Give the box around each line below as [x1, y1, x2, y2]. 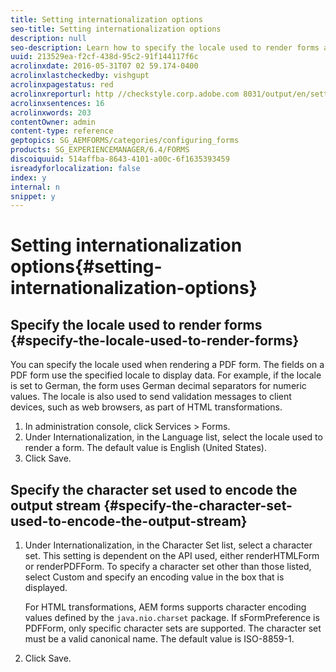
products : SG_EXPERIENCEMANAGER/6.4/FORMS [10, 145, 190, 155]
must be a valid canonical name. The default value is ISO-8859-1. [24, 633, 295, 645]
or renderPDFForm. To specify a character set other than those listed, [24, 561, 312, 573]
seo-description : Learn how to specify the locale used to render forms [10, 42, 320, 53]
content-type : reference [10, 126, 114, 136]
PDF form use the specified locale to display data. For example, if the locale [10, 369, 322, 381]
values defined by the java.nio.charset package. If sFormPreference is [24, 612, 320, 624]
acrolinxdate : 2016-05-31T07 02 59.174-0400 [10, 61, 199, 71]
